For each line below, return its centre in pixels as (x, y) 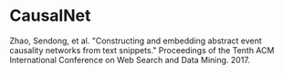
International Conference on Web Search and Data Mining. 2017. (130, 60)
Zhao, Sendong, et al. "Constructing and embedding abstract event (136, 41)
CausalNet (50, 16)
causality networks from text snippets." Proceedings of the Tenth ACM (142, 50)
